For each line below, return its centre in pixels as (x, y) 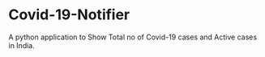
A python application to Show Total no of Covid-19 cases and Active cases (133, 37)
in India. (21, 45)
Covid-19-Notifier (69, 15)
